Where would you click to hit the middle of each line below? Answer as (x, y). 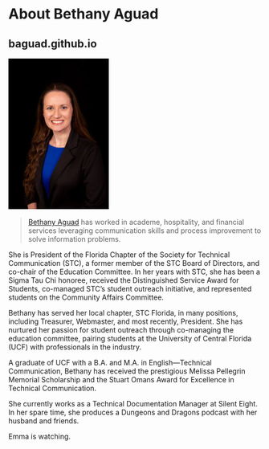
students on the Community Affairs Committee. (86, 297)
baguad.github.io (53, 44)
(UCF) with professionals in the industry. (75, 347)
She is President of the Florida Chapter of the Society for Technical (119, 255)
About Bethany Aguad (84, 14)
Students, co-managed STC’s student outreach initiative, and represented (130, 289)
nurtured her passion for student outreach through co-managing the (121, 330)
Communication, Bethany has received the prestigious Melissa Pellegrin (127, 371)
